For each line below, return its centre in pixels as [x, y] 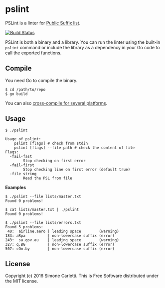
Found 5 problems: [24, 227]
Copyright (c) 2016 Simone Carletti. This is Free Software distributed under [82, 276]
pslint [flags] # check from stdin [51, 143]
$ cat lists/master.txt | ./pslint [42, 209]
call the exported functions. [33, 53]
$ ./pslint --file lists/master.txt [43, 196]
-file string [23, 174]
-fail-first [22, 165]
